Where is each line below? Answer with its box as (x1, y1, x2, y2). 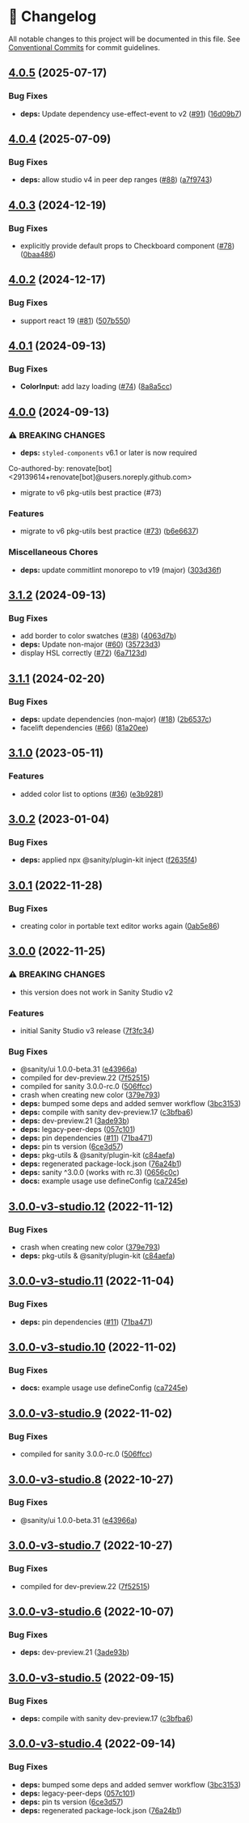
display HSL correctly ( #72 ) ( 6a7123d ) (19, 648, 148, 658)
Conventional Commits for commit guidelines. (8, 42, 160, 52)
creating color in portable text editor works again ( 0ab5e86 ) (19, 922, 220, 931)
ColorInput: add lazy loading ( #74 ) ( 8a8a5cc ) (19, 382, 172, 392)
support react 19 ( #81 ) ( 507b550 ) (19, 316, 131, 325)
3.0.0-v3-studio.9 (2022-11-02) (8, 1406, 172, 1420)
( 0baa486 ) (19, 250, 57, 259)
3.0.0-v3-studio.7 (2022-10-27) (8, 1539, 173, 1553)
